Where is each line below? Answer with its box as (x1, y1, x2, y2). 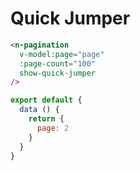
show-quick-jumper (19, 68, 97, 78)
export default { (10, 95, 83, 106)
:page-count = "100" (19, 58, 97, 69)
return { (28, 114, 65, 124)
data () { (19, 105, 60, 115)
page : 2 (36, 123, 70, 133)
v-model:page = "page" (19, 49, 105, 59)
